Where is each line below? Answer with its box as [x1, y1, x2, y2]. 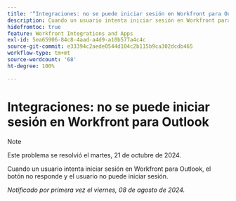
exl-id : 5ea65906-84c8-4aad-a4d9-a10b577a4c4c [7, 37, 146, 44]
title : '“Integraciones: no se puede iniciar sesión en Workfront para [7, 10, 221, 18]
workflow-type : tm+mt [7, 50, 71, 57]
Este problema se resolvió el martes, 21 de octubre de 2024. [7, 150, 181, 159]
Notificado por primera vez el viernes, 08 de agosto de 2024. [7, 186, 185, 194]
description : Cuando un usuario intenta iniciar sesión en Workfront [7, 17, 216, 24]
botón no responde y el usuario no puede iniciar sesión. [7, 171, 169, 180]
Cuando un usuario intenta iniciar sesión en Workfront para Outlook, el [7, 164, 211, 173]
